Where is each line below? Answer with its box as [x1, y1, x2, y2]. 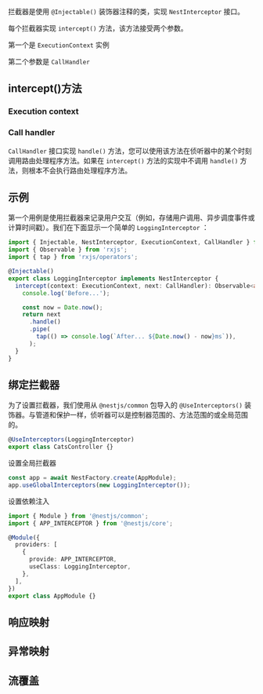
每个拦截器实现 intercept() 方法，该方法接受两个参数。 [8, 24, 188, 33]
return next [22, 311, 61, 319]
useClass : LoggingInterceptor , [28, 563, 131, 571]
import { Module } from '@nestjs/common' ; [8, 512, 149, 520]
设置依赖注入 [8, 496, 49, 506]
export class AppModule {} [8, 592, 96, 600]
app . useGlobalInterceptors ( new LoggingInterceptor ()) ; [8, 481, 191, 489]
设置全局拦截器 [8, 458, 56, 468]
